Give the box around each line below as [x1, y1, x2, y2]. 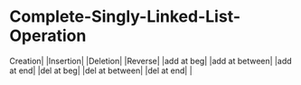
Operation [9, 25, 87, 46]
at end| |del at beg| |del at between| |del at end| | [9, 65, 193, 76]
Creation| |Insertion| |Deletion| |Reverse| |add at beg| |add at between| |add [9, 55, 292, 66]
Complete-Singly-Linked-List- [9, 6, 241, 27]
